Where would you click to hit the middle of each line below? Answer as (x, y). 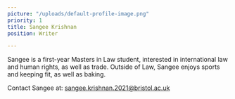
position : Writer (33, 33)
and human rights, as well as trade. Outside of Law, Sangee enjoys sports (114, 67)
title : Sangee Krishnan (42, 27)
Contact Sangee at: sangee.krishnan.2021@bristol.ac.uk (89, 88)
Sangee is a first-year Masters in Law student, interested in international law (118, 60)
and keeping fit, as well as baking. (57, 74)
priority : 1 (25, 20)
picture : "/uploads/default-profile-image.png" (78, 14)
